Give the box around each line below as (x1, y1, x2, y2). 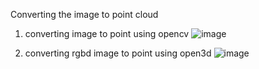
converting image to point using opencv (24, 28, 190, 39)
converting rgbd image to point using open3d (24, 47, 212, 59)
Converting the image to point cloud (10, 9, 159, 20)
